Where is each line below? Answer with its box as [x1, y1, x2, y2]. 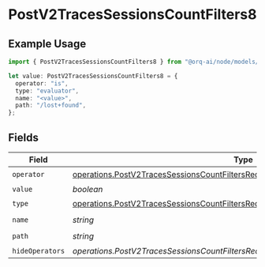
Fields [8, 130, 39, 144]
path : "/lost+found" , [15, 101, 87, 110]
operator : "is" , [15, 79, 69, 88]
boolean [72, 183, 103, 194]
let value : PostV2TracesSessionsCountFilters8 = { [8, 72, 178, 80]
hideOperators [12, 246, 65, 255]
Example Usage [8, 37, 87, 51]
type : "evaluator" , [15, 87, 80, 95]
